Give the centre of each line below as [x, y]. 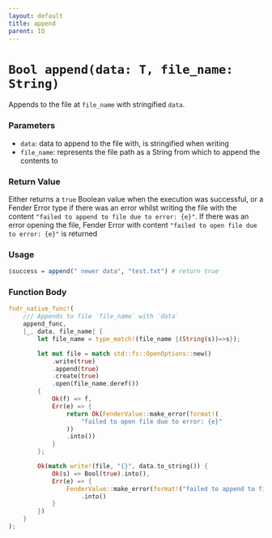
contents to [39, 160]
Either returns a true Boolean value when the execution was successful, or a [136, 199]
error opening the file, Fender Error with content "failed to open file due [133, 224]
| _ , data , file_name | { [63, 331]
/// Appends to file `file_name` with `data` [101, 317]
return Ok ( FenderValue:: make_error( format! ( [142, 414]
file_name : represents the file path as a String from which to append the [140, 152]
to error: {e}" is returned [53, 233]
